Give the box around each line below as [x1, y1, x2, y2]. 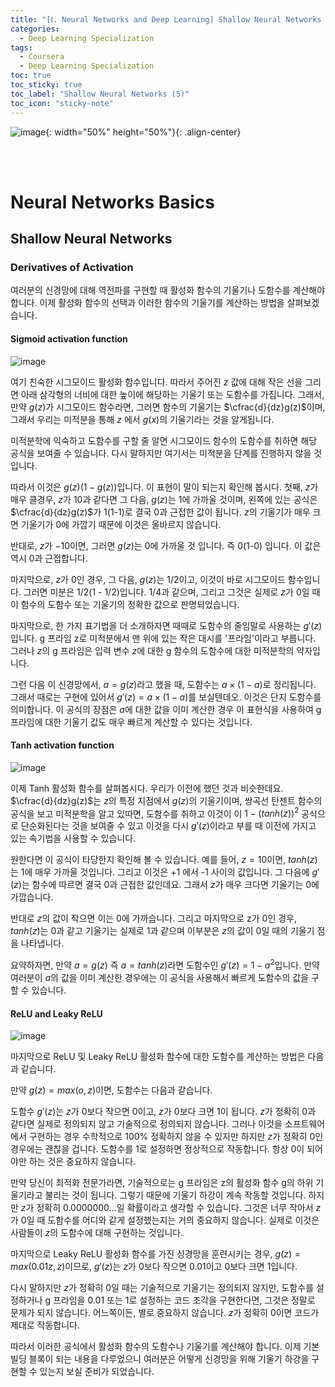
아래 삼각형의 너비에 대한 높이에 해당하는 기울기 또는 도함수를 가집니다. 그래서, [20, 388, 325, 400]
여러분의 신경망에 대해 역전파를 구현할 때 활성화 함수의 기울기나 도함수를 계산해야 [10, 284, 326, 296]
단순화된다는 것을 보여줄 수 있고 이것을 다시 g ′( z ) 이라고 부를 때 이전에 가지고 [20, 820, 317, 832]
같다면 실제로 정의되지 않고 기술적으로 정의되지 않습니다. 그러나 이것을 [10, 1118, 283, 1130]
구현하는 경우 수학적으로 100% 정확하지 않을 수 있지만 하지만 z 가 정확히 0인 [28, 1131, 324, 1143]
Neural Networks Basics [10, 191, 215, 213]
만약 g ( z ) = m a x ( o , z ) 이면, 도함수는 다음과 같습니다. [10, 1084, 213, 1096]
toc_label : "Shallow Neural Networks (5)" [10, 89, 190, 99]
